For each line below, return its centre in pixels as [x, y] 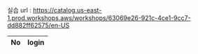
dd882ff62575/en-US [38, 25]
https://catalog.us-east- [67, 10]
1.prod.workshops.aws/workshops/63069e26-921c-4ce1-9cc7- [99, 18]
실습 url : [19, 10]
